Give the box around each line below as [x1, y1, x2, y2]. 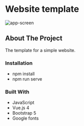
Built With [5, 88, 30, 95]
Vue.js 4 [12, 105, 30, 111]
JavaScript [12, 100, 35, 106]
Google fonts [12, 115, 39, 122]
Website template [5, 3, 79, 15]
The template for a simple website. [5, 47, 76, 53]
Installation [5, 59, 33, 66]
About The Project [5, 34, 63, 42]
